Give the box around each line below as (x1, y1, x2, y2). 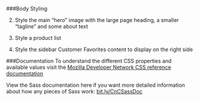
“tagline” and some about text (14, 23, 88, 30)
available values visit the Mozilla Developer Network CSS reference (6, 64, 172, 71)
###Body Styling (6, 5, 48, 12)
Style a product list (14, 34, 61, 41)
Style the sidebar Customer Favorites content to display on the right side (14, 46, 193, 53)
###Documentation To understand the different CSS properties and (6, 58, 172, 64)
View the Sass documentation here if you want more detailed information (6, 81, 185, 89)
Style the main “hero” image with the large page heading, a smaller (14, 17, 179, 23)
